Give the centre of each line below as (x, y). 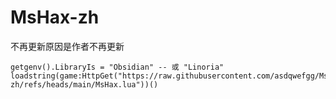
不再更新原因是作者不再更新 (67, 46)
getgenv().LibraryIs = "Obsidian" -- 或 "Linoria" (117, 67)
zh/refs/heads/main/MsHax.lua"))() (84, 84)
